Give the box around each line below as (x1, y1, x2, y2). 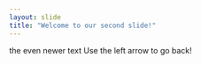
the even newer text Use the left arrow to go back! (9, 45, 192, 55)
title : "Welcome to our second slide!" (9, 21, 157, 30)
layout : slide (9, 12, 62, 22)
